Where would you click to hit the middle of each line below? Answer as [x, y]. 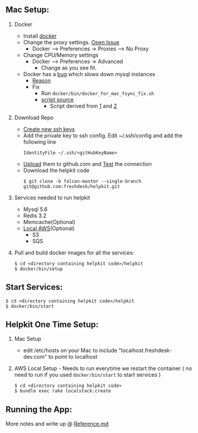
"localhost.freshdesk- [145, 350]
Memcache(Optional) [49, 222]
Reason [42, 80]
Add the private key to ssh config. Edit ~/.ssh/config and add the [103, 135]
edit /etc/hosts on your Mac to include [70, 350]
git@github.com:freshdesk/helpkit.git [71, 186]
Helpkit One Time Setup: [52, 325]
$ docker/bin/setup [39, 269]
